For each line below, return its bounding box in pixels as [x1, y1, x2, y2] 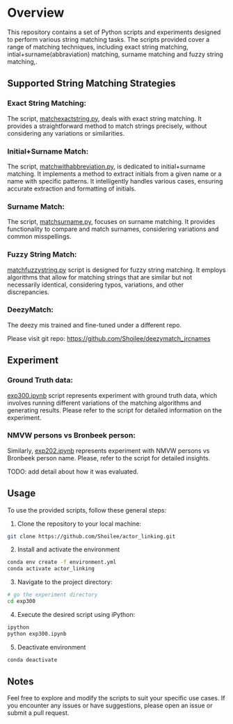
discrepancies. [7, 287, 50, 296]
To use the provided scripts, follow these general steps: [7, 506, 167, 514]
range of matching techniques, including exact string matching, [7, 42, 189, 51]
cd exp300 [7, 598, 36, 605]
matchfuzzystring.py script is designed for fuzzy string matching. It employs [7, 266, 226, 274]
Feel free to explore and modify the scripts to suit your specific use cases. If [7, 694, 225, 702]
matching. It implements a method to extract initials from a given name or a [7, 169, 222, 178]
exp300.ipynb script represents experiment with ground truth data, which [7, 391, 218, 399]
